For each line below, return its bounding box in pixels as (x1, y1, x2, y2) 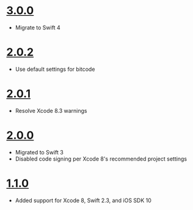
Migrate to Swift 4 (15, 24, 60, 31)
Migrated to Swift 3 (15, 148, 64, 156)
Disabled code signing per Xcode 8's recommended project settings (15, 155, 188, 162)
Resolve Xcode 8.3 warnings (15, 107, 87, 114)
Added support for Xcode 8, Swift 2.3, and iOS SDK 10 (15, 197, 151, 204)
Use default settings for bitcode (15, 65, 95, 73)
